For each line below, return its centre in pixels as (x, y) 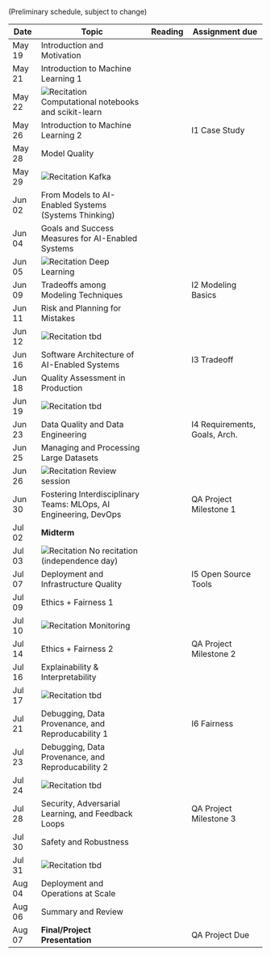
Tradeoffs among (73, 285)
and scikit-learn (71, 112)
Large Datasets (70, 458)
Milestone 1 (213, 509)
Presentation (66, 940)
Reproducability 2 (75, 767)
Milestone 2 (213, 654)
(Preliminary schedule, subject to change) (78, 12)
